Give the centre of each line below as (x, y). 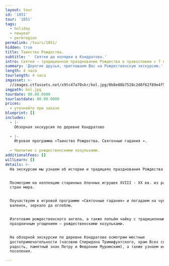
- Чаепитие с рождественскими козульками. (55, 151)
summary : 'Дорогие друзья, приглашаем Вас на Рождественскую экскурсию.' (84, 66)
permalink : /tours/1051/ (31, 43)
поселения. (21, 251)
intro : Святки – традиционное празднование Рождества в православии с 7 (83, 61)
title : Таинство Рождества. (35, 52)
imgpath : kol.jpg (23, 89)
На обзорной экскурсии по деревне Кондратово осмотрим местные (77, 237)
